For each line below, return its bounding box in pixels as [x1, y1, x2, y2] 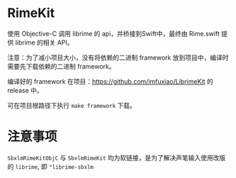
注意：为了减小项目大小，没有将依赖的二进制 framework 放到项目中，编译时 [7, 53, 229, 62]
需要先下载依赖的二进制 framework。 [7, 62, 116, 70]
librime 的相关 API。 [15, 38, 74, 47]
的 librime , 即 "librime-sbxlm [7, 162, 94, 171]
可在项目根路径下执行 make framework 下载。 [7, 101, 137, 109]
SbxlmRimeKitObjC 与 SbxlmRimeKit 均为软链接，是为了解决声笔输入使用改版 [7, 153, 226, 162]
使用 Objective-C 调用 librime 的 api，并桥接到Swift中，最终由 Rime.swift [7, 29, 220, 38]
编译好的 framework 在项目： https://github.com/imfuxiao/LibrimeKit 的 [7, 77, 214, 86]
